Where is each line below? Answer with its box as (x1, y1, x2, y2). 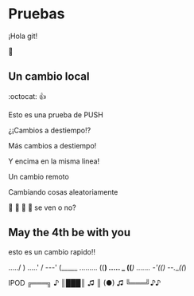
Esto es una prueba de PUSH (8, 109, 103, 120)
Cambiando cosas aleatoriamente (8, 187, 118, 196)
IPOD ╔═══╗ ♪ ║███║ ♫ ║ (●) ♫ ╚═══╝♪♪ (8, 278, 161, 287)
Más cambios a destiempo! (8, 140, 97, 150)
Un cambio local (8, 69, 90, 84)
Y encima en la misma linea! (8, 156, 100, 166)
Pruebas (8, 5, 65, 23)
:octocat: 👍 (8, 91, 46, 101)
